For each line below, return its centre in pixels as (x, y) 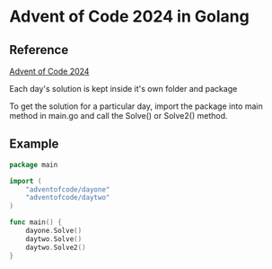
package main (34, 165)
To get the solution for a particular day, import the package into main (136, 106)
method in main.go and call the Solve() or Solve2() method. (118, 116)
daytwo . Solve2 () (56, 247)
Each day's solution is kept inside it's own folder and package (123, 89)
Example (34, 144)
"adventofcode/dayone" (68, 189)
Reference (39, 50)
